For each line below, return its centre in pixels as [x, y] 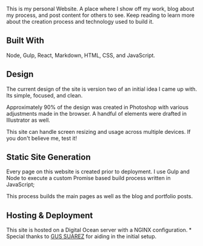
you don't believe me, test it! [42, 138]
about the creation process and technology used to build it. [80, 22]
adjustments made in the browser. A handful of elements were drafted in [96, 113]
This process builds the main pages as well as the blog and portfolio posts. [99, 196]
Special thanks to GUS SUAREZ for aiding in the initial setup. [81, 236]
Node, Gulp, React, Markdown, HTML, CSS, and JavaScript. [81, 55]
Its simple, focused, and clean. [45, 95]
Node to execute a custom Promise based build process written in [88, 178]
